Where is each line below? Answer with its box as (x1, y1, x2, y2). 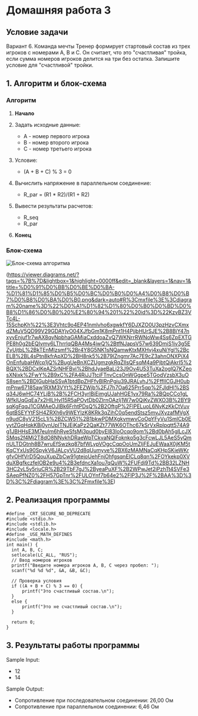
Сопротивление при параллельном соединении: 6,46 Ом (14, 703, 159, 710)
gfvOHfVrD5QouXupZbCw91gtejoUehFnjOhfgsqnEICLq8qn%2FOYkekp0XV (6, 453, 190, 460)
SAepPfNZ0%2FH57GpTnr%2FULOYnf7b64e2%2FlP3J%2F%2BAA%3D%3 (6, 472, 192, 479)
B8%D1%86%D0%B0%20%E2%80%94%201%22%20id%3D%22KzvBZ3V (6, 308, 192, 316)
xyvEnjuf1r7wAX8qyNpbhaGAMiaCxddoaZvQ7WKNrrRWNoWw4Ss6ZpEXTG (6, 334, 192, 341)
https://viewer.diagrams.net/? (8, 271, 80, 278)
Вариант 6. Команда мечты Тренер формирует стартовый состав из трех (6, 42, 190, 50)
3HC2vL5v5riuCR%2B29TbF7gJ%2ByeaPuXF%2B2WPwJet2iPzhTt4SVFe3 (6, 465, 190, 472)
